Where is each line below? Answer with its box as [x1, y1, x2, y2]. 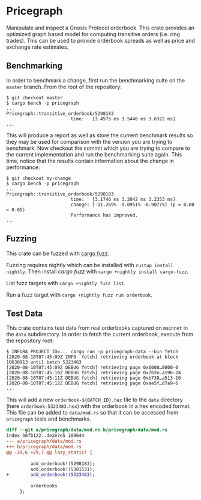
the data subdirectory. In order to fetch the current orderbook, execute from [6, 331, 194, 338]
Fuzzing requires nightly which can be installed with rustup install [6, 261, 174, 268]
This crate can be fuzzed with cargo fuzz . [6, 250, 110, 257]
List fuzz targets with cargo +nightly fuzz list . [6, 279, 126, 286]
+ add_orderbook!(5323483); [6, 472, 95, 478]
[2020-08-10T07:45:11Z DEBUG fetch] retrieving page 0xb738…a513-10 [6, 375, 181, 381]
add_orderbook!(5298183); [30, 460, 95, 467]
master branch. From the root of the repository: [6, 83, 122, 90]
